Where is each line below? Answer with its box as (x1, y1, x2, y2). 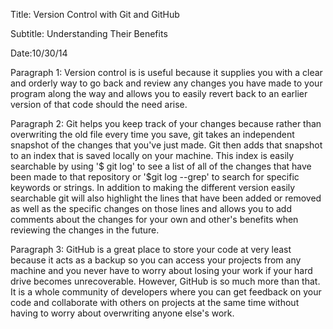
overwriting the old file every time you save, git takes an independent (10, 129, 295, 140)
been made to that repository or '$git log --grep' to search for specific (10, 171, 300, 183)
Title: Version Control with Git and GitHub (10, 9, 180, 20)
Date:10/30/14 (10, 47, 68, 59)
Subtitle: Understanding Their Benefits (10, 28, 168, 39)
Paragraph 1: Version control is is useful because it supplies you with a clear (10, 67, 323, 78)
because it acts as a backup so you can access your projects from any (10, 254, 302, 266)
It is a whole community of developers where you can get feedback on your (10, 286, 322, 298)
